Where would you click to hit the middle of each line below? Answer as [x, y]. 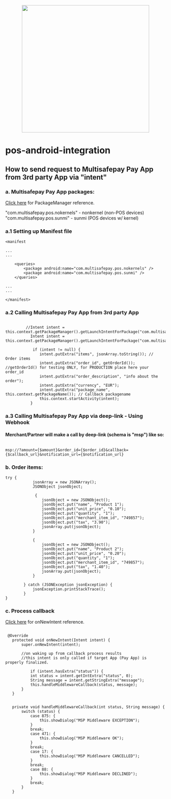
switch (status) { [40, 712]
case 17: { [42, 752]
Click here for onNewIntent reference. [45, 622]
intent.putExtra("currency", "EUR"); [79, 385]
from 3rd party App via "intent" [56, 177]
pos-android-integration [58, 151]
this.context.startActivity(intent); [79, 399]
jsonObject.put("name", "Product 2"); [83, 549]
